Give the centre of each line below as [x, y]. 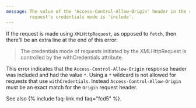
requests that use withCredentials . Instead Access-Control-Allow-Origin [94, 81]
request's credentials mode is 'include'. [82, 17]
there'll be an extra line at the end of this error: [62, 40]
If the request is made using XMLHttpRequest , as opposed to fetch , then [91, 33]
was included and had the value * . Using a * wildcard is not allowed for [91, 75]
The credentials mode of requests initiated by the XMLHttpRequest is [103, 51]
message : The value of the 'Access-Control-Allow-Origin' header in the [96, 11]
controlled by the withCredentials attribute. [72, 57]
